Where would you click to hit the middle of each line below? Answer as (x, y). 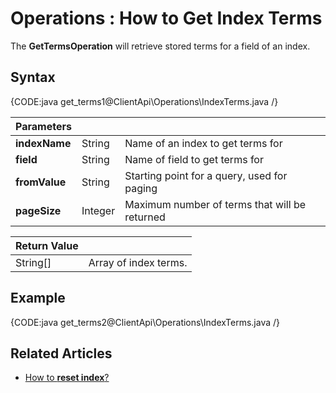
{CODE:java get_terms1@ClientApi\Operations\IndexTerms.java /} (144, 101)
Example (38, 298)
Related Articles (61, 353)
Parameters (43, 126)
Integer (98, 210)
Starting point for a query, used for (206, 175)
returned (145, 217)
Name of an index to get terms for (203, 143)
